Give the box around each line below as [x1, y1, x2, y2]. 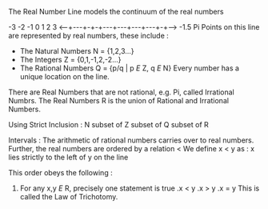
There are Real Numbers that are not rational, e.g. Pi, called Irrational [8, 87, 234, 97]
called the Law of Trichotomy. [19, 192, 118, 201]
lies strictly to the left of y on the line [8, 152, 129, 162]
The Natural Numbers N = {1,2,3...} [19, 46, 134, 55]
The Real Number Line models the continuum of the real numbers [8, 7, 224, 16]
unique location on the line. [19, 72, 110, 81]
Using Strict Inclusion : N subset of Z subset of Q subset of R [8, 120, 210, 129]
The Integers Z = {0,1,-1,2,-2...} [19, 55, 122, 64]
